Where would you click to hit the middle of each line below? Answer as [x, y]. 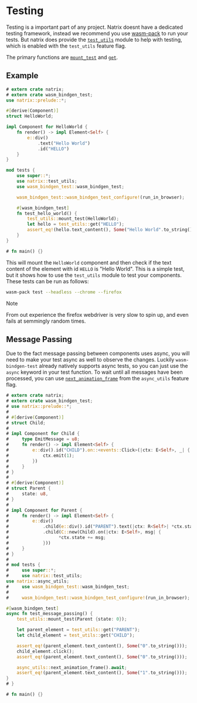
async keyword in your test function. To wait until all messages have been [94, 372]
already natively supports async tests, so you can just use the [113, 366]
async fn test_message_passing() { [50, 614]
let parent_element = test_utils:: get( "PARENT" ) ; [79, 630]
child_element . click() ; [46, 651]
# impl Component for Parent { [44, 510]
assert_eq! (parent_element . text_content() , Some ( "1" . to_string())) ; [102, 673]
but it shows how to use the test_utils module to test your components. [94, 275]
